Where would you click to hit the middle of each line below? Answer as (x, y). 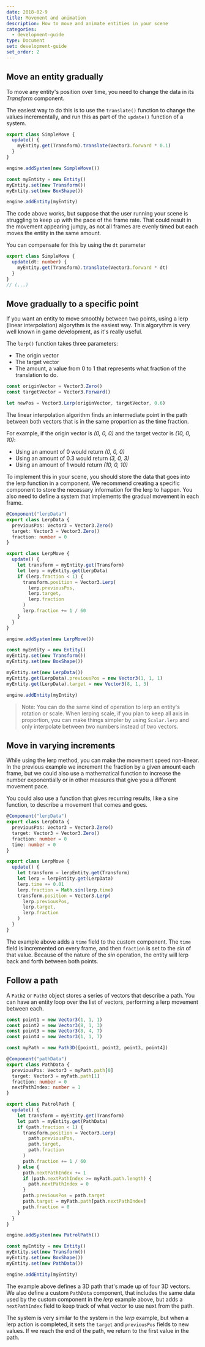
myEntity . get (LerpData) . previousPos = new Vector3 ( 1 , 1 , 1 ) (85, 678)
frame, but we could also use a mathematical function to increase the (94, 774)
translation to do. (36, 375)
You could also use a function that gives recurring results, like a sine (92, 798)
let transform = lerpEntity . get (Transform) (74, 873)
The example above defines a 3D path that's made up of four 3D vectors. (99, 1286)
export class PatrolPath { (41, 1104)
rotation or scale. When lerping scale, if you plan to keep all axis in (105, 713)
